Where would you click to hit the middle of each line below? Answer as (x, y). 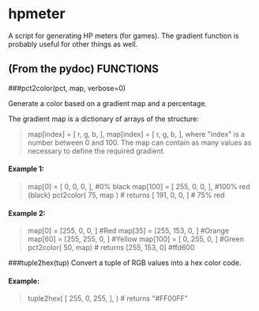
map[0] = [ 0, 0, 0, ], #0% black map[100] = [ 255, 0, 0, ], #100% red (139, 186)
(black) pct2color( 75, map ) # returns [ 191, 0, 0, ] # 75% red (126, 195)
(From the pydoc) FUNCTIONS (84, 69)
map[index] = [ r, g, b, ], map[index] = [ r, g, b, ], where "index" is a (136, 134)
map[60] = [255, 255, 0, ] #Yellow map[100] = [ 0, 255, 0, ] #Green (136, 239)
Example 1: (26, 169)
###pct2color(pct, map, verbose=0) (67, 88)
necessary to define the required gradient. (96, 150)
